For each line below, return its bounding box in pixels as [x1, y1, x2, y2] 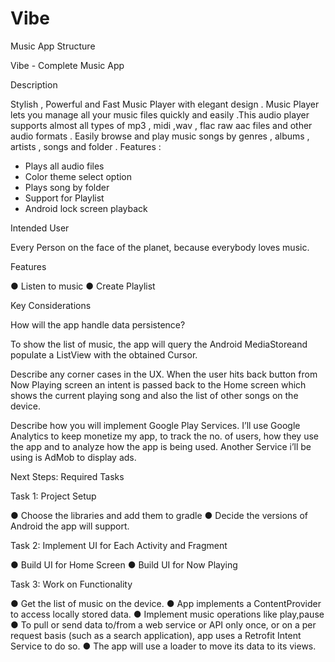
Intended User [10, 222, 70, 234]
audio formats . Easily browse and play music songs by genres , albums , [10, 130, 310, 142]
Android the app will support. [10, 520, 130, 532]
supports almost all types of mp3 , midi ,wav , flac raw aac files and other [10, 119, 313, 131]
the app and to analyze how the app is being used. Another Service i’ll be [10, 440, 312, 452]
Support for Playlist [24, 192, 105, 204]
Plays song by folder [24, 181, 110, 193]
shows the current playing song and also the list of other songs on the [10, 389, 299, 401]
